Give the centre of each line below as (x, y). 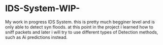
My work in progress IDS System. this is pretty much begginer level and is (80, 22)
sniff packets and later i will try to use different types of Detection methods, (82, 32)
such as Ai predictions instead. (36, 37)
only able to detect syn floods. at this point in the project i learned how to (79, 27)
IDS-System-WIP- (43, 8)
